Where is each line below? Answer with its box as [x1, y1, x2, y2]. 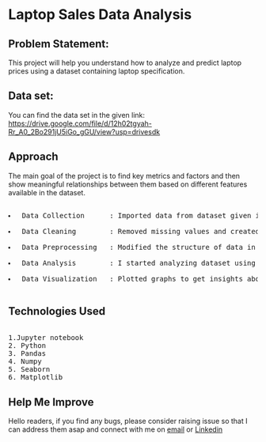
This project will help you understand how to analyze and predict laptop [8, 58, 242, 67]
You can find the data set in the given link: [8, 110, 145, 119]
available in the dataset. [8, 187, 85, 197]
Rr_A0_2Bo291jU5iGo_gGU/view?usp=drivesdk [8, 127, 161, 136]
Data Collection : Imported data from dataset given [21, 211, 252, 220]
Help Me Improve [8, 395, 94, 409]
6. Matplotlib [8, 373, 63, 382]
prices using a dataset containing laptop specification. [8, 66, 185, 76]
